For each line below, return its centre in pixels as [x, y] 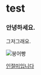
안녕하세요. [21, 28]
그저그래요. [18, 41]
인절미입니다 [20, 66]
